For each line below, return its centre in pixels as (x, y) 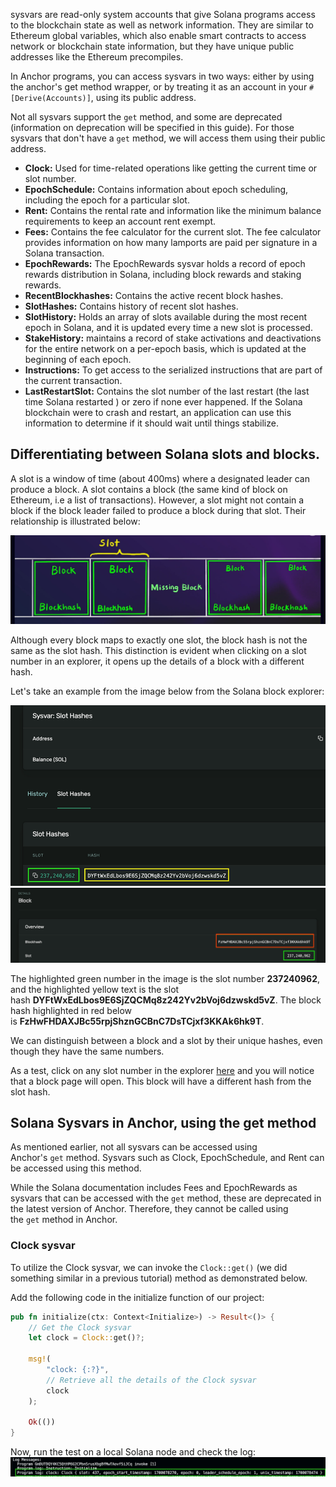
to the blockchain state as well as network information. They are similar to (162, 25)
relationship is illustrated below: (75, 521)
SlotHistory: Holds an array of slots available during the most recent (166, 317)
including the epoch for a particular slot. (107, 200)
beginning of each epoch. (78, 359)
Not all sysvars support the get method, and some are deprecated (146, 117)
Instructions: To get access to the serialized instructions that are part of (173, 370)
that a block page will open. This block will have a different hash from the (161, 1081)
